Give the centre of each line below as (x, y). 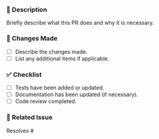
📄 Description (27, 10)
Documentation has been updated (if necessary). (76, 95)
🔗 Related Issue (29, 117)
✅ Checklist (24, 74)
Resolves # (20, 131)
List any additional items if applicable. (62, 58)
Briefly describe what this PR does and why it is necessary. (80, 23)
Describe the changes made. (51, 51)
